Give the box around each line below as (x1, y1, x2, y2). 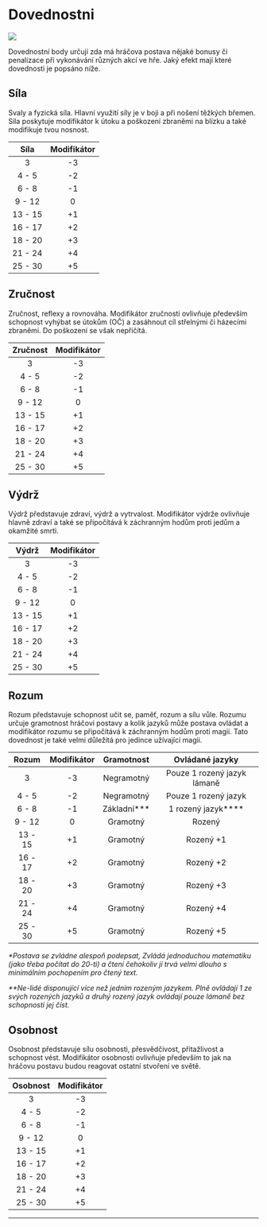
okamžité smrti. (8, 526, 60, 536)
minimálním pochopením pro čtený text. (8, 968, 138, 977)
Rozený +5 (186, 926, 226, 937)
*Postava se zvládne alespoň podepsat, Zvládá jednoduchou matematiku (8, 951, 252, 961)
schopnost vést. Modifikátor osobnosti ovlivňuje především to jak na (8, 1053, 232, 1062)
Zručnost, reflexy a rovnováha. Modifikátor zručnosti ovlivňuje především (8, 309, 248, 318)
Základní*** (102, 803, 150, 814)
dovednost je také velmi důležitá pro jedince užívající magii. (8, 736, 203, 745)
